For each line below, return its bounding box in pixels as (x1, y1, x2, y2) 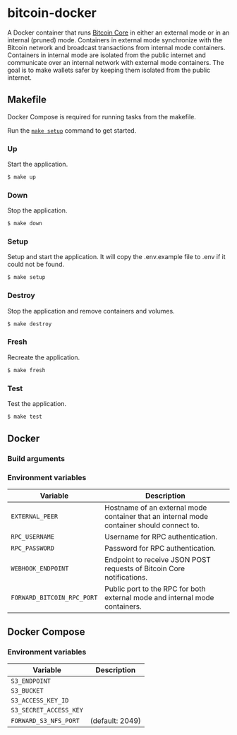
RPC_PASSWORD (11, 544, 55, 552)
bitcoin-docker (7, 5, 97, 21)
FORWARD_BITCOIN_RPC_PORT (11, 594, 98, 602)
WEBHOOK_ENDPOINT (11, 565, 69, 573)
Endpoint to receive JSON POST (104, 555, 212, 565)
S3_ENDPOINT (11, 677, 51, 686)
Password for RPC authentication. (104, 544, 217, 554)
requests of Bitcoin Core (104, 563, 186, 573)
